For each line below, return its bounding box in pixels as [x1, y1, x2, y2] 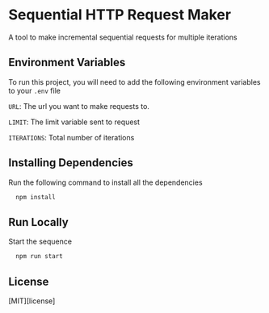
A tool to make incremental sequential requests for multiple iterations [8, 32, 237, 42]
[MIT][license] [8, 296, 56, 306]
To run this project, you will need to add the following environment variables [8, 77, 261, 86]
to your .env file [8, 86, 61, 95]
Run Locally [8, 215, 69, 229]
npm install [15, 193, 57, 201]
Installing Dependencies [8, 156, 133, 170]
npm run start [15, 252, 63, 261]
